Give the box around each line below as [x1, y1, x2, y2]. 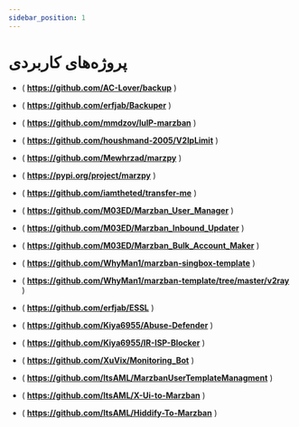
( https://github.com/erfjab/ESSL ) [21, 302, 154, 313]
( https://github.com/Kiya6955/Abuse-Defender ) [21, 319, 214, 330]
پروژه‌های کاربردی [8, 52, 127, 72]
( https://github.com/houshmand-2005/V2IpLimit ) [21, 135, 219, 146]
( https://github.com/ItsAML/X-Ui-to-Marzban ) [21, 390, 206, 401]
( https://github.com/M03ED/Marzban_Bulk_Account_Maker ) [21, 240, 260, 251]
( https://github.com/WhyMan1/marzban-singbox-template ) [21, 257, 256, 268]
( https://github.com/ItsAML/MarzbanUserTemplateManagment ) [21, 372, 273, 383]
